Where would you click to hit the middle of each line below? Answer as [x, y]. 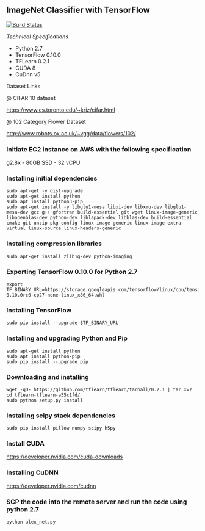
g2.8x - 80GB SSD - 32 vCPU [43, 163]
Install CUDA [25, 444]
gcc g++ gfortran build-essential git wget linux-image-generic [114, 212]
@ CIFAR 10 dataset [31, 98]
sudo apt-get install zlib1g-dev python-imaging [69, 256]
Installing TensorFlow [39, 310]
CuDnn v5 [28, 74]
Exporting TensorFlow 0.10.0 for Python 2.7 [72, 272]
